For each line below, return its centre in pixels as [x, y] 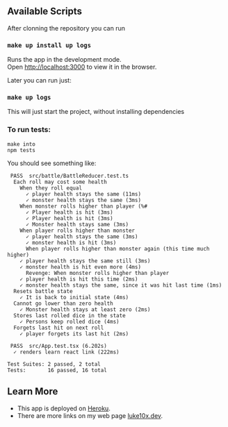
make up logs [29, 98]
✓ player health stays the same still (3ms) [85, 261]
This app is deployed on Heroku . [64, 408]
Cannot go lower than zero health [63, 303]
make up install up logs [49, 45]
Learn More [33, 392]
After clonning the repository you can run [66, 28]
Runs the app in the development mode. [64, 60]
